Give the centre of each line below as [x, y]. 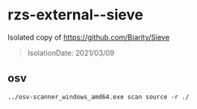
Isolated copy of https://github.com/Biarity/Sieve [89, 37]
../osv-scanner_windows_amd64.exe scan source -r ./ [98, 97]
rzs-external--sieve [75, 15]
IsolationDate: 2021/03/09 [71, 52]
